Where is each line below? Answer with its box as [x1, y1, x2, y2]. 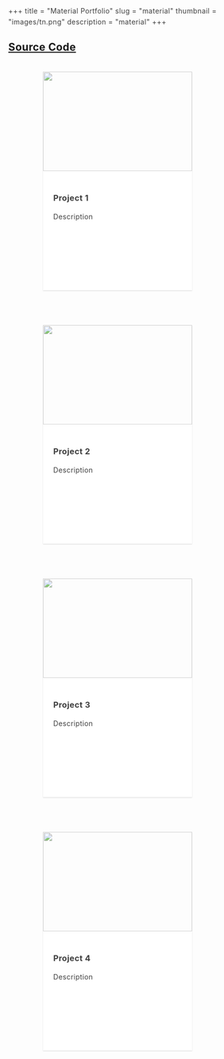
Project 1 [52, 192, 89, 204]
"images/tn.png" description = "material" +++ [8, 17, 167, 26]
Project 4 [52, 952, 91, 964]
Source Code [8, 41, 77, 54]
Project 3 [52, 699, 91, 710]
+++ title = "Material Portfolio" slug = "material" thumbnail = [8, 6, 217, 15]
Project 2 [52, 445, 91, 456]
